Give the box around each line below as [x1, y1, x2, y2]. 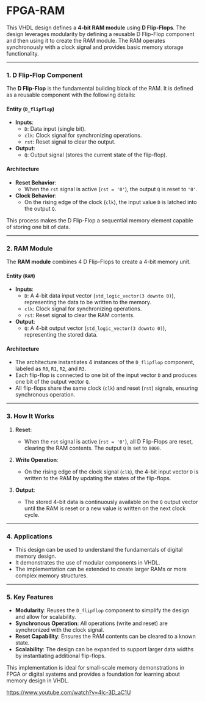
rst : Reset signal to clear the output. [24, 138, 116, 145]
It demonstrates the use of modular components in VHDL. [15, 558, 160, 566]
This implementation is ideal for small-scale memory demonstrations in [6, 664, 185, 671]
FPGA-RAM [6, 4, 65, 18]
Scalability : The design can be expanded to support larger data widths [15, 646, 194, 653]
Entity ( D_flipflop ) [6, 105, 55, 112]
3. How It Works [6, 412, 55, 420]
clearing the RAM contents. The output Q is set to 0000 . [24, 444, 162, 452]
